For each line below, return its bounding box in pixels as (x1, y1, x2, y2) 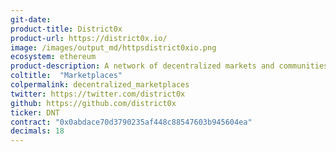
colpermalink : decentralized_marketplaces (10, 80, 190, 90)
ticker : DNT (10, 107, 60, 118)
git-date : (10, 14, 52, 25)
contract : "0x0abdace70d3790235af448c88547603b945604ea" (10, 117, 253, 127)
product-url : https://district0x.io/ (10, 33, 168, 43)
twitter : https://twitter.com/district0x (10, 89, 186, 99)
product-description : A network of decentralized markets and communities (10, 61, 329, 71)
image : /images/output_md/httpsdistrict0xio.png (10, 42, 217, 53)
